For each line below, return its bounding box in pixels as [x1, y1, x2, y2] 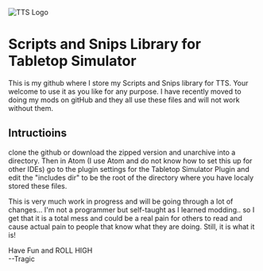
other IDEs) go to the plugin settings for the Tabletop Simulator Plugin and [8, 164, 250, 174]
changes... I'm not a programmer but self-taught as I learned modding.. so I [8, 204, 255, 214]
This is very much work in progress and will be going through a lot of [8, 197, 234, 206]
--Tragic [8, 254, 36, 263]
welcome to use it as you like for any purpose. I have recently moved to [8, 86, 242, 96]
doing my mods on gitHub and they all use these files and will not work [8, 95, 240, 105]
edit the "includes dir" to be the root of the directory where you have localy [8, 173, 254, 182]
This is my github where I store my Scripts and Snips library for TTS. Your [8, 78, 249, 87]
